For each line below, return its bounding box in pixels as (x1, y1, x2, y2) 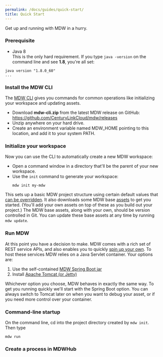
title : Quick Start (5, 12, 45, 17)
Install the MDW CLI (5, 84, 53, 90)
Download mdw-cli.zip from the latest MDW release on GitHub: (12, 110, 140, 115)
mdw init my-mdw (12, 183, 45, 188)
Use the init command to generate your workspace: (12, 174, 119, 179)
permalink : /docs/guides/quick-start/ (5, 7, 84, 12)
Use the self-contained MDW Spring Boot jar (12, 266, 102, 272)
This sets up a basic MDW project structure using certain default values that (5, 192, 158, 198)
